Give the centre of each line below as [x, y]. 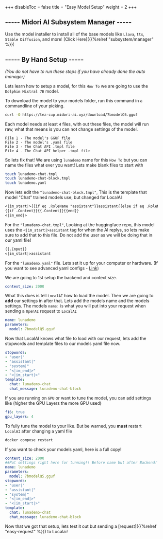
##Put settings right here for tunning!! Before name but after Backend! [81, 463]
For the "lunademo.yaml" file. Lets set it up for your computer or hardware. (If [81, 263]
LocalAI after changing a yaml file [39, 431]
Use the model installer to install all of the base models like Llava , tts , [75, 34]
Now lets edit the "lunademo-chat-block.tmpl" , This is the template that [76, 192]
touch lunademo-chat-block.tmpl [38, 179]
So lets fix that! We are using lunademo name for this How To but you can [76, 160]
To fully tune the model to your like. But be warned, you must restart [73, 426]
